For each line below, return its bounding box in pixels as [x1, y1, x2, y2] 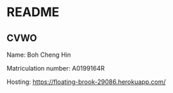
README [6, 4, 60, 20]
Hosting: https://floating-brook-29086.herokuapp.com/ [6, 78, 166, 86]
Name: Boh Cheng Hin [6, 50, 72, 59]
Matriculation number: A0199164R [6, 64, 105, 72]
